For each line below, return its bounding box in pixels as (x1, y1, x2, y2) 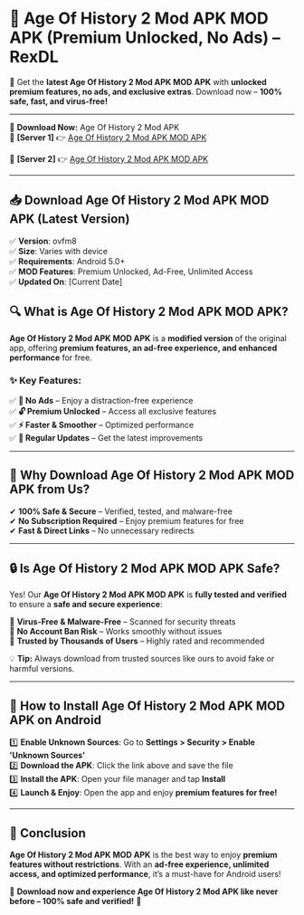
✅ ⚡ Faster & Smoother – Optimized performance (9, 419, 195, 430)
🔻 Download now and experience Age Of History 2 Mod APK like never (9, 886, 279, 897)
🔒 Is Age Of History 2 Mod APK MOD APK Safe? (9, 561, 280, 577)
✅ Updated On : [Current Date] (9, 276, 123, 287)
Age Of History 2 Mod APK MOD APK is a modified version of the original (9, 332, 287, 343)
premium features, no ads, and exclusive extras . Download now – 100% (9, 86, 282, 97)
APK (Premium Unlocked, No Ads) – (9, 27, 280, 48)
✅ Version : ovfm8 (9, 235, 77, 246)
